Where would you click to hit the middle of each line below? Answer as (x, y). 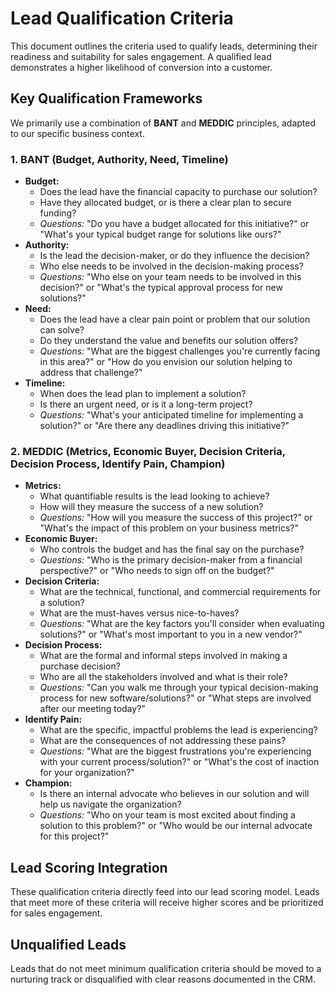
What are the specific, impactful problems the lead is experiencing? (178, 730)
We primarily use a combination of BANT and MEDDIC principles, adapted (163, 123)
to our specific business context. (77, 133)
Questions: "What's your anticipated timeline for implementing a (171, 415)
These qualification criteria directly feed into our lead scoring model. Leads (165, 892)
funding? (58, 213)
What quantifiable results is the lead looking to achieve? (154, 496)
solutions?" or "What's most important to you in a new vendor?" (171, 634)
